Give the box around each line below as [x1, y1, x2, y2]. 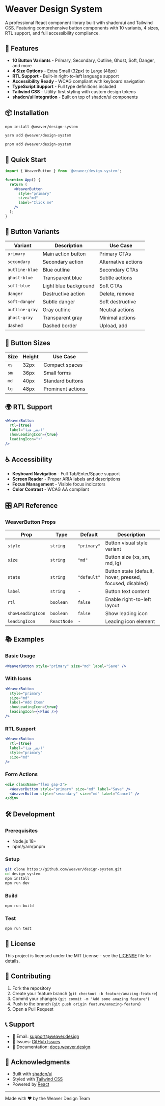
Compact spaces [43, 362, 83, 369]
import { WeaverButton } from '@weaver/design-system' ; [5, 168, 122, 173]
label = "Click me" [18, 200, 54, 205]
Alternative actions [99, 258, 143, 265]
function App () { [5, 177, 41, 182]
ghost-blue [7, 275, 33, 280]
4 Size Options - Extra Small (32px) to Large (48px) [12, 68, 117, 74]
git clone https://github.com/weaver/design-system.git [5, 867, 122, 872]
